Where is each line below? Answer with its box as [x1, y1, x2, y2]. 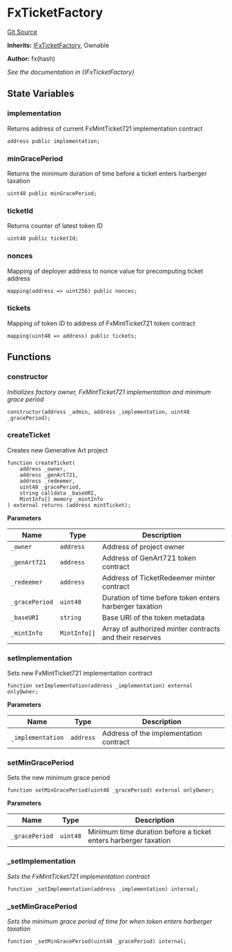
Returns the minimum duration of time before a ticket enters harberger [7, 169, 207, 178]
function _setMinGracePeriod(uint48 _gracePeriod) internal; [7, 937, 187, 944]
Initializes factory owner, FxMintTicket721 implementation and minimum [7, 388, 212, 396]
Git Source [7, 28, 38, 36]
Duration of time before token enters [102, 593, 220, 602]
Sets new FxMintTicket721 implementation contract [7, 669, 153, 678]
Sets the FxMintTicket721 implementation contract [7, 872, 151, 880]
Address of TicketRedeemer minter [102, 573, 216, 582]
